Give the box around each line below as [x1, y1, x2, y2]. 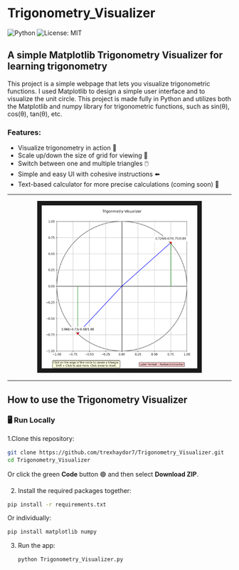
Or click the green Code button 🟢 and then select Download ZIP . [7, 470, 199, 478]
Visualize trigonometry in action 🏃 [17, 144, 117, 152]
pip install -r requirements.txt [7, 501, 107, 508]
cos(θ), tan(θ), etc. [7, 109, 63, 118]
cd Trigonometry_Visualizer [7, 456, 91, 464]
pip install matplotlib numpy [7, 529, 97, 536]
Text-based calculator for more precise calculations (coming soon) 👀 [17, 180, 220, 189]
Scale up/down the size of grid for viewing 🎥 [17, 151, 148, 160]
